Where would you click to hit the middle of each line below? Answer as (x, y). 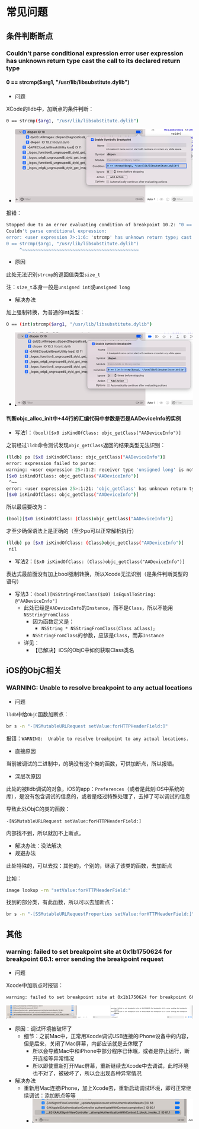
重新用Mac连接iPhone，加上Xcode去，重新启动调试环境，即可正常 (105, 1088)
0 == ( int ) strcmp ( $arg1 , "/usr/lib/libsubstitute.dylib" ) (79, 324)
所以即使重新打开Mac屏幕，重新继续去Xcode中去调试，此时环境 (110, 1065)
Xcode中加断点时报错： (35, 985)
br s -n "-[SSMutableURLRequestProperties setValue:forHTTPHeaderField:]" (100, 914)
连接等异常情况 (56, 1058)
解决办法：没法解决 (38, 845)
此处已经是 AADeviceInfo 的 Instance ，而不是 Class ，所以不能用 (98, 608)
